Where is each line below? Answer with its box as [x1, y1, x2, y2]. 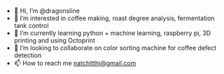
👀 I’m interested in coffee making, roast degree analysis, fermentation [13, 14, 215, 22]
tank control [13, 22, 49, 29]
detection [13, 51, 42, 59]
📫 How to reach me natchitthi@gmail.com [13, 59, 136, 67]
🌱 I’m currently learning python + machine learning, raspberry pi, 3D [13, 29, 211, 37]
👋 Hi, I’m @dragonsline [13, 7, 80, 15]
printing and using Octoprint [13, 36, 96, 45]
